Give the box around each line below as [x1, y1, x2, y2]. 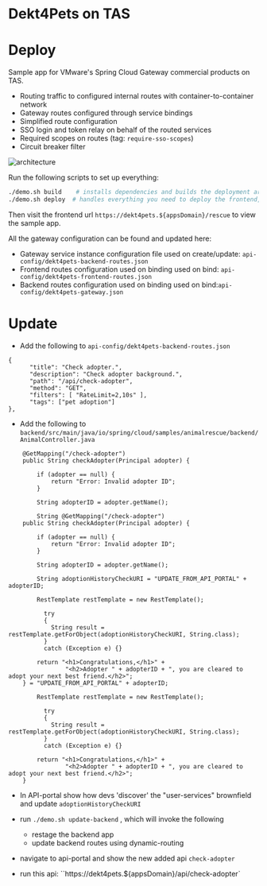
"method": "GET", [29, 384, 87, 392]
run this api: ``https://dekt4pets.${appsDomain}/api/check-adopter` [19, 869, 241, 878]
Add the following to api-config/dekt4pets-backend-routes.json [19, 341, 230, 350]
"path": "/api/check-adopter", [29, 377, 133, 385]
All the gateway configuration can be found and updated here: [8, 234, 212, 243]
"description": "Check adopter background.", [29, 370, 183, 378]
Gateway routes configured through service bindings [19, 108, 193, 118]
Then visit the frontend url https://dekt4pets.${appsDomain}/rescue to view [8, 210, 256, 219]
